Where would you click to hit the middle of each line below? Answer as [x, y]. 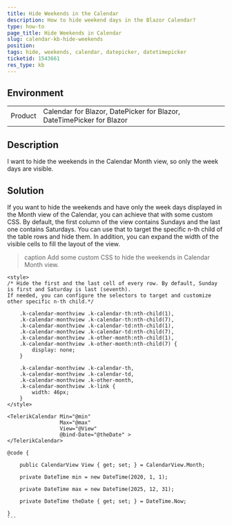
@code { [18, 453]
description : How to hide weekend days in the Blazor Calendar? [101, 20]
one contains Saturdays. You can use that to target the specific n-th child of [115, 230]
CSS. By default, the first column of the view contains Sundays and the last [114, 222]
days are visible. [30, 169]
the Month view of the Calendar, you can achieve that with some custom [110, 214]
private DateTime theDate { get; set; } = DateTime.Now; [103, 501]
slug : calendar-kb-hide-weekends [55, 39]
